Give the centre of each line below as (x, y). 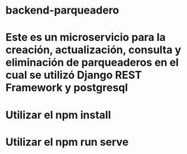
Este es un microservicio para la (86, 38)
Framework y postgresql (67, 88)
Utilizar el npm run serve (67, 142)
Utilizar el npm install (58, 115)
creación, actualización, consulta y (93, 50)
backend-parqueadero (62, 10)
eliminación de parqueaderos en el (92, 62)
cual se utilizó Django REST (74, 75)
